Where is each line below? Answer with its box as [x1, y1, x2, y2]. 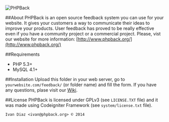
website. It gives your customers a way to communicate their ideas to [5, 20, 150, 26]
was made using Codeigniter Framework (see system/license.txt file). [5, 102, 153, 108]
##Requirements [5, 51, 40, 57]
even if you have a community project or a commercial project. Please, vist [5, 31, 161, 36]
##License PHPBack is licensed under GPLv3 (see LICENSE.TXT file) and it [5, 97, 158, 103]
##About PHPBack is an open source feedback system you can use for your [5, 15, 164, 20]
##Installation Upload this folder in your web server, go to [5, 76, 125, 82]
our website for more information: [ [5, 36, 78, 42]
